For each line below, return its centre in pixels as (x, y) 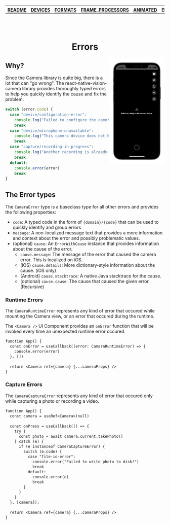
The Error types (30, 195)
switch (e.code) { (43, 451)
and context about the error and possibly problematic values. (76, 238)
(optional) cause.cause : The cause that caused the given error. (85, 282)
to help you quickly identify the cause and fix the (56, 94)
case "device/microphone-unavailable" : (52, 131)
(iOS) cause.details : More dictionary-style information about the (88, 265)
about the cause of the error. (42, 249)
